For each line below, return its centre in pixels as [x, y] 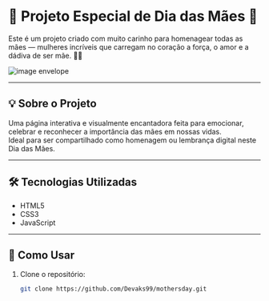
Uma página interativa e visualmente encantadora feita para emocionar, [126, 122]
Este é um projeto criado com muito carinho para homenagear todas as [126, 38]
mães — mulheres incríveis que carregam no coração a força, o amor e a [129, 46]
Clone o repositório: [52, 275]
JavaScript [38, 223]
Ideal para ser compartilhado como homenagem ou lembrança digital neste [132, 140]
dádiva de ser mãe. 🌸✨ [46, 55]
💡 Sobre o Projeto [53, 104]
